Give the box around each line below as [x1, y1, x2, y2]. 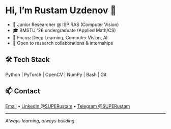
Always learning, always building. [5, 117, 76, 124]
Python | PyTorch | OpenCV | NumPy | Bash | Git [5, 71, 107, 78]
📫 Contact [5, 87, 41, 96]
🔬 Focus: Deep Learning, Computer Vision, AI [12, 34, 108, 40]
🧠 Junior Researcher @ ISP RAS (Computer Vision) [12, 21, 119, 28]
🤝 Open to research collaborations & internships [12, 40, 113, 46]
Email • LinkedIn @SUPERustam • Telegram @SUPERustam [5, 103, 130, 109]
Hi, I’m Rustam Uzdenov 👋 [5, 5, 117, 16]
